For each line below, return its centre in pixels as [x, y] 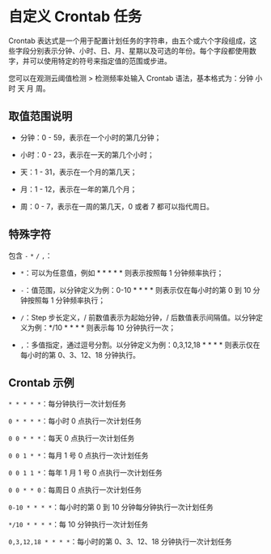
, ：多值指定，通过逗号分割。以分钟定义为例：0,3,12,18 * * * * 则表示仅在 [140, 345]
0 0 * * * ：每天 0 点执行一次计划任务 [72, 438]
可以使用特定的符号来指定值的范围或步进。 [100, 61]
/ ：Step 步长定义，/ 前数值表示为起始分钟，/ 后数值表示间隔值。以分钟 [138, 317]
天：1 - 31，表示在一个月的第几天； [78, 172]
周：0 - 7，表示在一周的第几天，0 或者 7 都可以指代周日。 [117, 206]
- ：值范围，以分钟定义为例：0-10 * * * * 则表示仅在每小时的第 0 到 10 [135, 290]
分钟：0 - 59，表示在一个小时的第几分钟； [91, 137]
